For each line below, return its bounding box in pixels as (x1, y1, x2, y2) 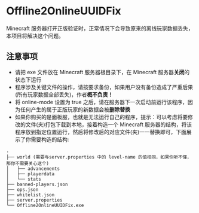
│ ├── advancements (6, 166, 60, 172)
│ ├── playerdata (6, 171, 55, 177)
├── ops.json (6, 187, 39, 193)
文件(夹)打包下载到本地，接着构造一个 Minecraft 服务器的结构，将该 (25, 121, 192, 128)
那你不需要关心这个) (6, 160, 50, 166)
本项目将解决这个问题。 (6, 32, 64, 39)
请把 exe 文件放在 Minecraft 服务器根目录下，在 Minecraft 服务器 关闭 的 (14, 68, 190, 75)
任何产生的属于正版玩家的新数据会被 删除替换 (20, 106, 130, 113)
